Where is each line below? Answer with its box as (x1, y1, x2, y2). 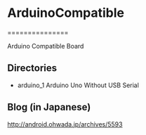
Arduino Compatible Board (7, 41, 84, 50)
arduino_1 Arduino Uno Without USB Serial (17, 81, 139, 89)
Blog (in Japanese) (7, 101, 91, 113)
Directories (7, 62, 58, 75)
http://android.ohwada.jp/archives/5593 (7, 120, 123, 128)
